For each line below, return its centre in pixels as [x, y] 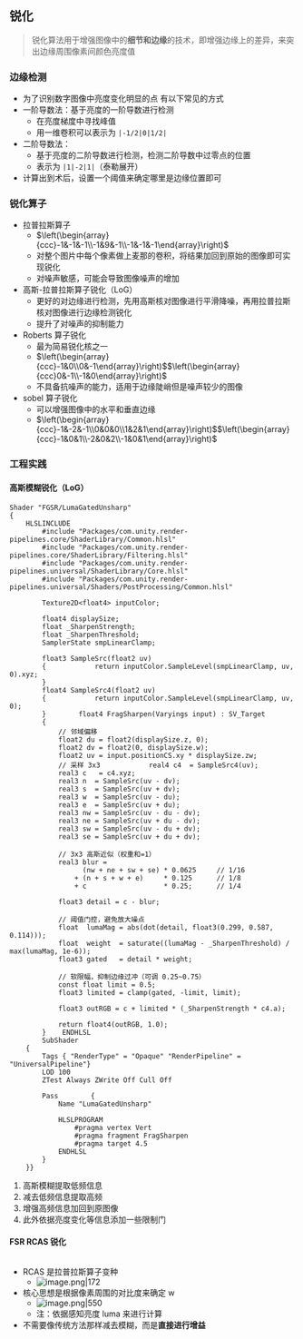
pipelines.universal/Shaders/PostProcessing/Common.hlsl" [121, 587]
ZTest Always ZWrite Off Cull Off [107, 1080]
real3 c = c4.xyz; [97, 773]
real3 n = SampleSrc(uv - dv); [119, 781]
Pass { [68, 1096]
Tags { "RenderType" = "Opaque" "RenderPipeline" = [142, 1056]
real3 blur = [82, 862]
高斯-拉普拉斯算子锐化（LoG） [80, 290]
